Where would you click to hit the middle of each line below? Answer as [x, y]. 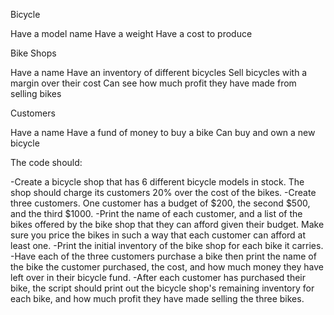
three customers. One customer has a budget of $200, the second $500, [160, 203]
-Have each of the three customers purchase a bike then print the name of [163, 256]
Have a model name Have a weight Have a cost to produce [131, 33]
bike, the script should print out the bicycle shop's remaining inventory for [162, 288]
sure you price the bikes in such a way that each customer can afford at [158, 235]
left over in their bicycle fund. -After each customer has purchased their [158, 277]
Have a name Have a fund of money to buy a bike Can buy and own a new [163, 132]
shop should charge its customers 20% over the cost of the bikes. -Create [163, 192]
